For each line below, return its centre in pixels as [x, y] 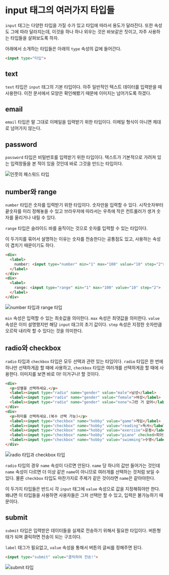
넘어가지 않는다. [26, 128]
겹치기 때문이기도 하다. [33, 245]
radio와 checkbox [33, 348]
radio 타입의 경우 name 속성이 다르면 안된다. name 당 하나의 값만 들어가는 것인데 [83, 465]
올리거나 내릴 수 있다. [35, 218]
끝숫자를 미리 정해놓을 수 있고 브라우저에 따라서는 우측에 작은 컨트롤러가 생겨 [80, 211]
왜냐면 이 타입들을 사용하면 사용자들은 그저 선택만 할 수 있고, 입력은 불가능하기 [82, 495]
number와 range [31, 192]
